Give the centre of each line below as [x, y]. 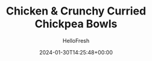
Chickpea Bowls [76, 24]
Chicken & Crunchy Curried [76, 11]
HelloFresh [76, 40]
